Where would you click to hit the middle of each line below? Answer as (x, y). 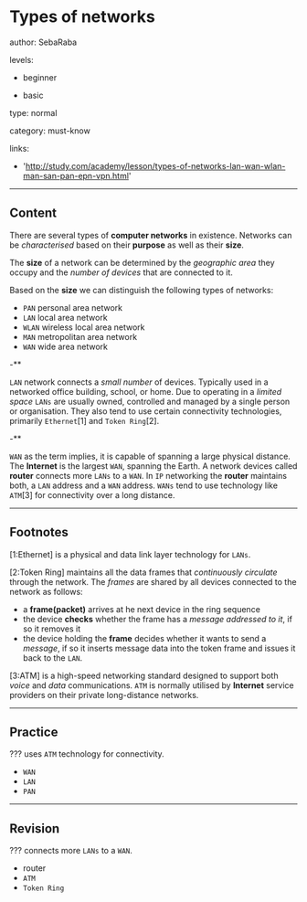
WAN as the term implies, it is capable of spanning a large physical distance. (150, 456)
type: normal (33, 112)
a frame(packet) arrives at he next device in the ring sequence (141, 609)
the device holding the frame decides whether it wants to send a (144, 638)
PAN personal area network (73, 307)
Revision (35, 828)
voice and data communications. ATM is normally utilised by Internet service (152, 685)
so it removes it (52, 629)
